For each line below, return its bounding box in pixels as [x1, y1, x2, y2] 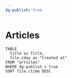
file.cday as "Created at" [10, 55, 67, 60]
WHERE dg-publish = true [5, 64, 58, 69]
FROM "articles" [5, 60, 40, 65]
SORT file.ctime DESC [5, 68, 52, 74]
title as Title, [10, 50, 44, 56]
